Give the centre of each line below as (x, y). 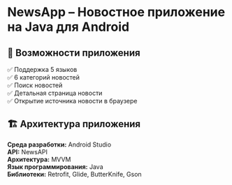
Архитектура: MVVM (39, 159)
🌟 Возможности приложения (74, 53)
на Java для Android (68, 27)
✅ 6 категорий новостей (44, 77)
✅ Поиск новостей (35, 85)
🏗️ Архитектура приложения (74, 124)
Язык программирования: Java (55, 166)
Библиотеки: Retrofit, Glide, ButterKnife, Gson (74, 174)
